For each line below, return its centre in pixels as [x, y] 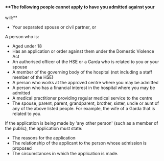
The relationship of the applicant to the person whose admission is [79, 143]
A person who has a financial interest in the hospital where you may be [83, 88]
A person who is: [22, 37]
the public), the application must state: [44, 128]
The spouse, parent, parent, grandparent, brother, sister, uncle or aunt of [85, 103]
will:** [11, 18]
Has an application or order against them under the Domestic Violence [83, 51]
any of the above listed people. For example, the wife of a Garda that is [83, 109]
